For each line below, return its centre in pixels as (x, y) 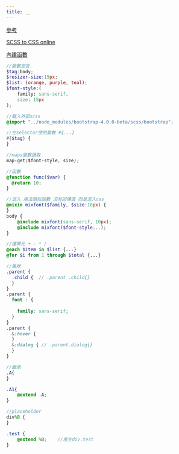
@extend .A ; (32, 395)
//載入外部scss (24, 116)
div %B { (16, 417)
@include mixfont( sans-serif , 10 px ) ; (64, 222)
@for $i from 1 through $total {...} (54, 255)
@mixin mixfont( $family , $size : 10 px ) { (56, 205)
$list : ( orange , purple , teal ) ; (47, 83)
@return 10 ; (27, 183)
